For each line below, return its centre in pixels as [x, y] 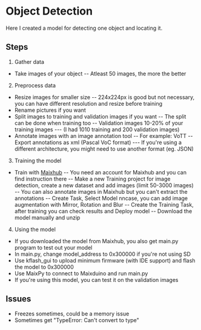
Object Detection [49, 11]
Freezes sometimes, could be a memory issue [72, 314]
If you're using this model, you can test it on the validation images [96, 280]
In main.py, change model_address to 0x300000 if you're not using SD [103, 254]
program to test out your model [53, 247]
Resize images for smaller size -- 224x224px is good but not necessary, [104, 97]
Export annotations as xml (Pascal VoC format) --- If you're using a [98, 142]
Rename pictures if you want [50, 110]
